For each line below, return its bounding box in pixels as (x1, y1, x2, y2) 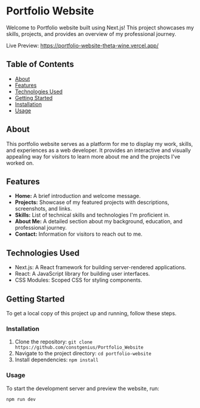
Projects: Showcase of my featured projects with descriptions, (14, 199, 170, 206)
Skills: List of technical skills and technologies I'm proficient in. (14, 211, 170, 219)
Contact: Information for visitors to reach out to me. (14, 230, 143, 238)
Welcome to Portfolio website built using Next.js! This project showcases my (6, 24, 194, 31)
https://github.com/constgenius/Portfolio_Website (14, 345, 144, 351)
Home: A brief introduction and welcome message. (14, 193, 141, 200)
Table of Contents (6, 59, 75, 69)
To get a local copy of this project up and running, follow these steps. (6, 310, 177, 316)
